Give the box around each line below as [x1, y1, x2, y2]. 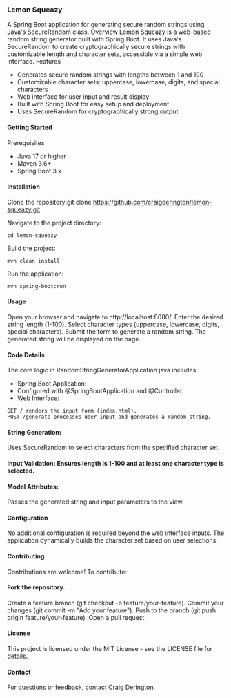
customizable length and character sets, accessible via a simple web [7, 50, 203, 58]
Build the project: [7, 244, 56, 252]
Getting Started [7, 123, 53, 131]
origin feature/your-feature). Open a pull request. [7, 613, 146, 621]
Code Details [7, 350, 45, 359]
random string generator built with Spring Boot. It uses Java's [7, 35, 182, 44]
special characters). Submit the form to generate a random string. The [7, 327, 207, 336]
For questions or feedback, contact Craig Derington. [7, 683, 156, 692]
